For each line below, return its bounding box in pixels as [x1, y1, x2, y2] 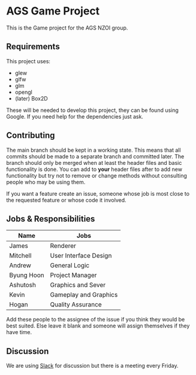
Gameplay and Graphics [50, 291, 118, 299]
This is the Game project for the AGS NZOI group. [6, 24, 128, 31]
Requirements [6, 42, 60, 52]
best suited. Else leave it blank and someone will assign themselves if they [6, 322, 190, 329]
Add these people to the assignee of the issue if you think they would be [6, 316, 185, 323]
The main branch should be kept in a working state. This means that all [6, 146, 181, 153]
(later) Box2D [14, 95, 48, 102]
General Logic [50, 261, 90, 270]
